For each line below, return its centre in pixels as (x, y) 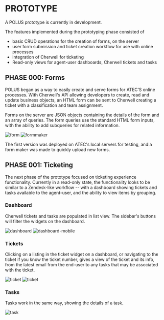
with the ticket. (20, 270)
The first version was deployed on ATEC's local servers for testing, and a (79, 144)
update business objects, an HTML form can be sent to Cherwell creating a (81, 100)
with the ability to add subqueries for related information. (62, 125)
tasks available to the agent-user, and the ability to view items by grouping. (81, 192)
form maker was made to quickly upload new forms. (58, 149)
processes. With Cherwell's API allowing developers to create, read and (77, 95)
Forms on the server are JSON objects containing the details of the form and (82, 115)
